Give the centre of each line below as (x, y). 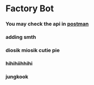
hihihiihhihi (19, 63)
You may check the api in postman (47, 24)
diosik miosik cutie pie (33, 50)
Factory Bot (30, 9)
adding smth (21, 37)
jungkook (17, 77)
